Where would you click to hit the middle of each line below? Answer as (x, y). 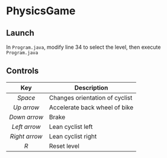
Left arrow (26, 127)
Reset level (64, 146)
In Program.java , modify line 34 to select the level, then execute (83, 47)
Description (91, 87)
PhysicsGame (41, 11)
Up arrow (26, 107)
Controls (23, 71)
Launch (20, 33)
